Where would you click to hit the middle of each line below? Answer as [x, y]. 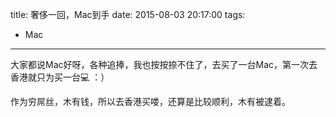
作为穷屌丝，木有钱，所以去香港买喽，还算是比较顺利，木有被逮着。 [150, 101]
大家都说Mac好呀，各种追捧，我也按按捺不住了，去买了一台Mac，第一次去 [164, 64]
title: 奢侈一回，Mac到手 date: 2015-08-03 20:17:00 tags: [128, 14]
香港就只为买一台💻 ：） [60, 77]
